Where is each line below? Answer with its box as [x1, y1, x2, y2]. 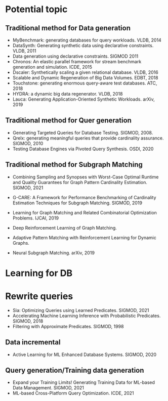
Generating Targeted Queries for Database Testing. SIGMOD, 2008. [12, 129, 153, 136]
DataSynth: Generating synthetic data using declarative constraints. [12, 42, 154, 49]
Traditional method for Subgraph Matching [5, 160, 143, 169]
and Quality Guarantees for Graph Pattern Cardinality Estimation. [12, 179, 148, 185]
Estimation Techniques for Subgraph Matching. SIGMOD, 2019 [12, 200, 143, 206]
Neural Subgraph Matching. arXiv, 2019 [12, 249, 95, 256]
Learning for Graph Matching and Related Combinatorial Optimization [12, 209, 157, 215]
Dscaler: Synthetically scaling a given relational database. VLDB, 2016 [12, 69, 158, 75]
